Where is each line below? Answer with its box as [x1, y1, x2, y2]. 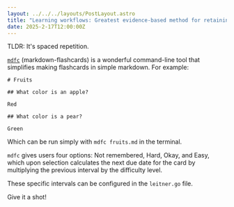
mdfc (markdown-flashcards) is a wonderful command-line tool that [7, 56, 201, 64]
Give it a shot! [7, 193, 47, 201]
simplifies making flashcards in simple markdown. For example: [7, 63, 189, 72]
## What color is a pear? [7, 113, 82, 121]
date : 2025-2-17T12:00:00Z [7, 23, 86, 30]
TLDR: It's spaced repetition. [7, 43, 89, 51]
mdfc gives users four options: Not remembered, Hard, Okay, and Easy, [7, 151, 210, 160]
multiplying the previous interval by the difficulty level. [7, 166, 162, 174]
